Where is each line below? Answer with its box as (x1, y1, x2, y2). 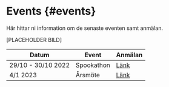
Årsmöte (75, 71, 100, 79)
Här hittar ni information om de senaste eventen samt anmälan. (6, 24, 164, 32)
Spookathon (75, 61, 111, 69)
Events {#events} (6, 4, 96, 18)
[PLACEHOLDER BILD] (6, 36, 62, 43)
